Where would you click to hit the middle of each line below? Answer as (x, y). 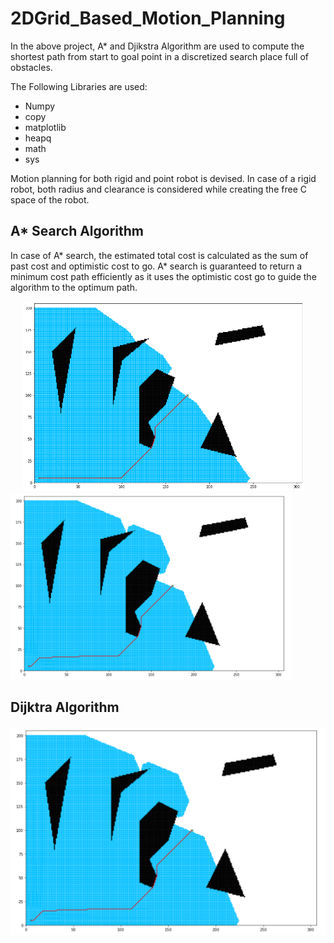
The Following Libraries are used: (79, 86)
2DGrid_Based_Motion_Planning (148, 18)
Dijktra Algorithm (65, 707)
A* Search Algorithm (77, 231)
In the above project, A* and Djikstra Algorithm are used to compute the (157, 46)
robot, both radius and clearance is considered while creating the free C (158, 189)
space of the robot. (50, 199)
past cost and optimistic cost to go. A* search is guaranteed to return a (156, 266)
